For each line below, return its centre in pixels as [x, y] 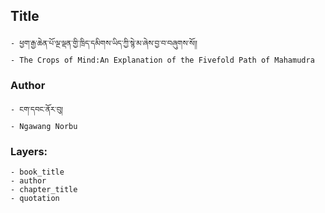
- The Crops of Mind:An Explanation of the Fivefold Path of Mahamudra [162, 60]
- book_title [37, 172]
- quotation [35, 199]
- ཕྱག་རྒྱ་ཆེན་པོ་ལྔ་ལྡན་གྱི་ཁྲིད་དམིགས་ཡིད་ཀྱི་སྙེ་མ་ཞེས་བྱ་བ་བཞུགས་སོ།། [104, 43]
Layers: [29, 152]
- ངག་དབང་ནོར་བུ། [37, 110]
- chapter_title [44, 190]
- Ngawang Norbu [44, 127]
